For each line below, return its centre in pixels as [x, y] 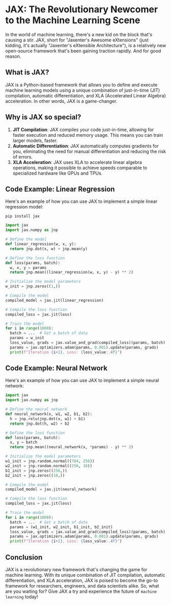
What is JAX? [27, 72]
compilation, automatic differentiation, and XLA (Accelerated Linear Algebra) [86, 95]
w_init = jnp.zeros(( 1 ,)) [33, 286]
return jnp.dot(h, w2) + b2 [40, 424]
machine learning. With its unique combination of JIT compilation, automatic [85, 575]
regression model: [24, 207]
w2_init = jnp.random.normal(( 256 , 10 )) [49, 466]
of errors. [23, 157]
